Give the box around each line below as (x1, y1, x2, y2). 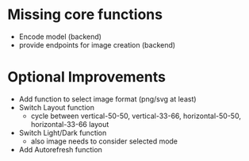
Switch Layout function (18, 102, 95, 112)
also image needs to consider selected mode (30, 136, 178, 146)
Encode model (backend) (18, 32, 102, 41)
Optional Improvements (7, 68, 166, 86)
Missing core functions (7, 6, 163, 24)
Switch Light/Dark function (18, 128, 107, 137)
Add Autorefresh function (18, 144, 102, 154)
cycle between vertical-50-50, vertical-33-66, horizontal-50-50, (30, 111, 241, 121)
